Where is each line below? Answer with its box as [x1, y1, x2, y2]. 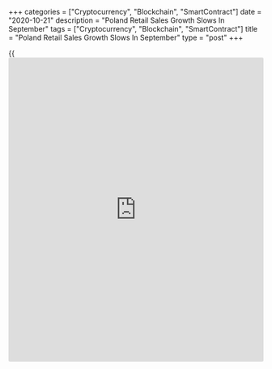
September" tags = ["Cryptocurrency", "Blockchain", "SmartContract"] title [8, 24, 257, 33]
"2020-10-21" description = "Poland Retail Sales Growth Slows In [8, 15, 225, 25]
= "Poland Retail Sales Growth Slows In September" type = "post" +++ [8, 32, 244, 42]
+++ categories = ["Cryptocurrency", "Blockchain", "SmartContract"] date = [8, 7, 262, 16]
